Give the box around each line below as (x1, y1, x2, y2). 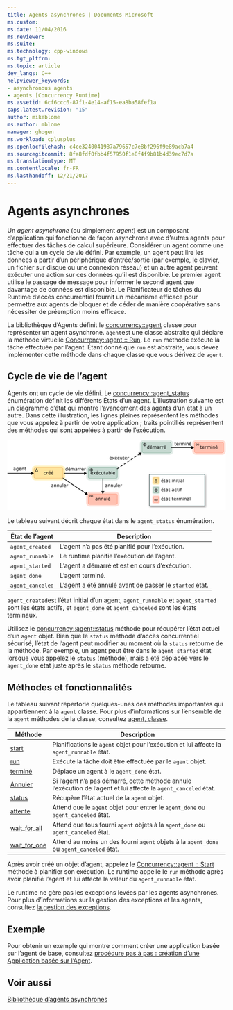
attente (10, 806, 31, 816)
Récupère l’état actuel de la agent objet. (52, 794, 165, 802)
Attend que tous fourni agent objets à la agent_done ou (52, 820, 206, 829)
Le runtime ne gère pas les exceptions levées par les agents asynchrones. (7, 888, 219, 897)
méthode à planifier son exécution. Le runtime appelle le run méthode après (7, 868, 224, 876)
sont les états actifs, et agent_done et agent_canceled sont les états (7, 604, 197, 612)
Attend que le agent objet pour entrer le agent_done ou (52, 803, 206, 812)
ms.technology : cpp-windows (7, 48, 89, 55)
